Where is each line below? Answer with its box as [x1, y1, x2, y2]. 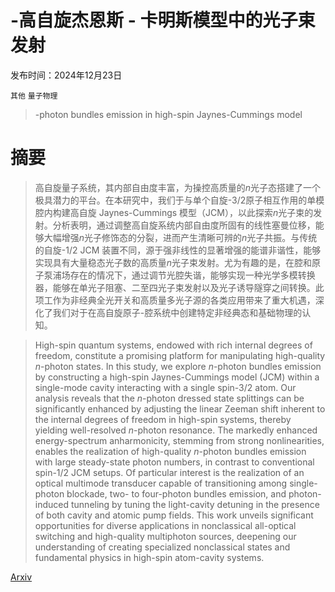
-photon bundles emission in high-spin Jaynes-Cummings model [34, 108, 303, 120]
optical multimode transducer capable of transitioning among [34, 477, 288, 489]
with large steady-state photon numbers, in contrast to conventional [34, 456, 315, 468]
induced [34, 498, 70, 510]
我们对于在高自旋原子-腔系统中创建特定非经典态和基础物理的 [52, 306, 303, 318]
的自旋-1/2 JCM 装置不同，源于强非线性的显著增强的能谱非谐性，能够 [34, 244, 322, 256]
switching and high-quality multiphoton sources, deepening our [34, 530, 297, 542]
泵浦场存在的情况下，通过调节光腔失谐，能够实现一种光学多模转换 [43, 269, 316, 281]
